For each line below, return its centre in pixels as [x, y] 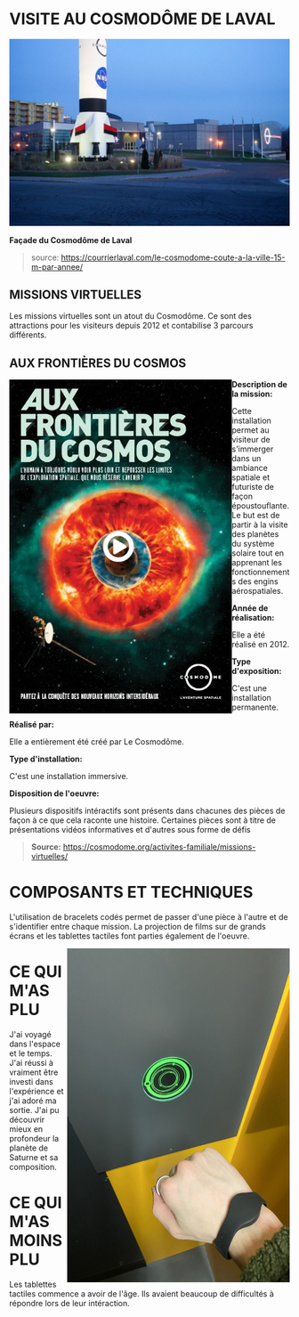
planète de [29, 1148]
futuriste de [253, 487]
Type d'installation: [46, 759]
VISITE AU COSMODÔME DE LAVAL [142, 19]
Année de [250, 608]
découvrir [27, 1120]
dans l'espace [35, 1044]
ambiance [250, 468]
